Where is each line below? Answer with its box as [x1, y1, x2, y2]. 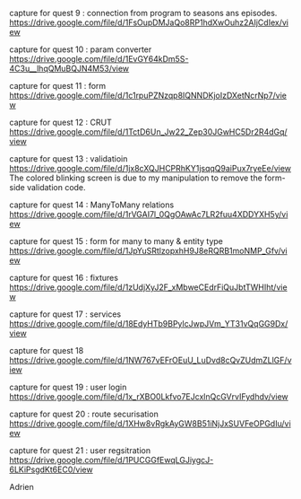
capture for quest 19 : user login [9, 381, 127, 392]
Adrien [9, 482, 34, 492]
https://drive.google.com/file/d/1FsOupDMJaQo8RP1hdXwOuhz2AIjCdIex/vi [9, 17, 289, 28]
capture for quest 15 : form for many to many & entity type [9, 236, 224, 246]
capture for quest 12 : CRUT [9, 117, 112, 127]
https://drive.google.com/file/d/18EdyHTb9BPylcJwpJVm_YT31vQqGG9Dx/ [9, 319, 288, 328]
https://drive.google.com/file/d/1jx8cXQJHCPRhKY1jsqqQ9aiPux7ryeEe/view [9, 163, 292, 173]
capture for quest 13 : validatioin [9, 153, 128, 164]
